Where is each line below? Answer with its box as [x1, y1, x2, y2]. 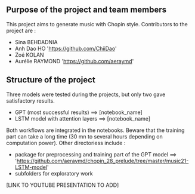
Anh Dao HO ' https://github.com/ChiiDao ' [14, 45, 117, 52]
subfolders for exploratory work [14, 170, 94, 177]
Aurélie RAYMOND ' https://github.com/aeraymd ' [14, 57, 134, 64]
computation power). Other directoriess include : [6, 139, 126, 146]
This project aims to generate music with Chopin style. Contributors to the [6, 20, 188, 27]
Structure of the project [6, 75, 95, 85]
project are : [6, 27, 36, 34]
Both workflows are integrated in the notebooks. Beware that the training [6, 127, 185, 134]
